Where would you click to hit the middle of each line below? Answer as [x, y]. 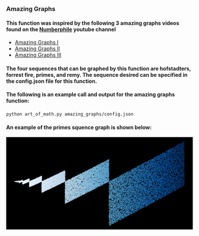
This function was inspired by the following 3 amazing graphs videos [93, 23]
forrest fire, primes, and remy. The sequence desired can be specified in [97, 75]
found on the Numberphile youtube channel [61, 29]
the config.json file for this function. [52, 81]
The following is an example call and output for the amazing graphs [91, 95]
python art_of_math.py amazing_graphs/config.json [70, 114]
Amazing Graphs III [38, 55]
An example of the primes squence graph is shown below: [79, 127]
